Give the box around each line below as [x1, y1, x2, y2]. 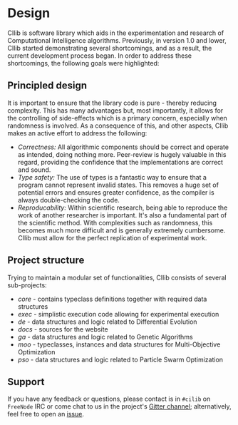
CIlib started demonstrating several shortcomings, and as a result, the [7, 43, 212, 52]
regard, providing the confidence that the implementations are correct [17, 158, 223, 166]
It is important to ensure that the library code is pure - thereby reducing [7, 98, 217, 107]
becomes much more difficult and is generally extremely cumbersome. [17, 226, 226, 235]
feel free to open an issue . [7, 410, 84, 419]
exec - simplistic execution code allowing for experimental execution [17, 309, 219, 318]
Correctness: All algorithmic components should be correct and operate [17, 143, 229, 151]
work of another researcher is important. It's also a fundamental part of [17, 210, 227, 219]
